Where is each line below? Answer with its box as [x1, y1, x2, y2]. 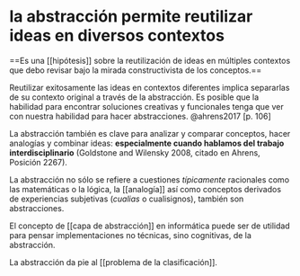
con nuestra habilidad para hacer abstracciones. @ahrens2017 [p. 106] [9, 111, 271, 121]
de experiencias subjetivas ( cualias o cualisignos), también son [9, 193, 244, 204]
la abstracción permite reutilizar [9, 6, 253, 27]
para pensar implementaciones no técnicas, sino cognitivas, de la [9, 229, 251, 240]
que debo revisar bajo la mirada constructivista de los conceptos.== [9, 65, 262, 76]
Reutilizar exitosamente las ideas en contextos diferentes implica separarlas [9, 82, 290, 93]
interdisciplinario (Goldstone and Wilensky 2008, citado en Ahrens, [9, 147, 260, 158]
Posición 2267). [9, 156, 67, 167]
